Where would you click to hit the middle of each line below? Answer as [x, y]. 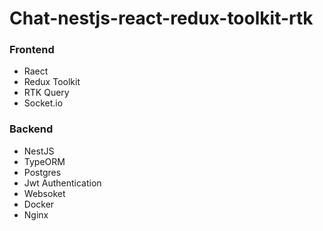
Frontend [32, 50]
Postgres [42, 172]
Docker [39, 204]
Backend [31, 129]
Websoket [44, 193]
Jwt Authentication [62, 183]
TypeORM [44, 161]
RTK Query [46, 93]
